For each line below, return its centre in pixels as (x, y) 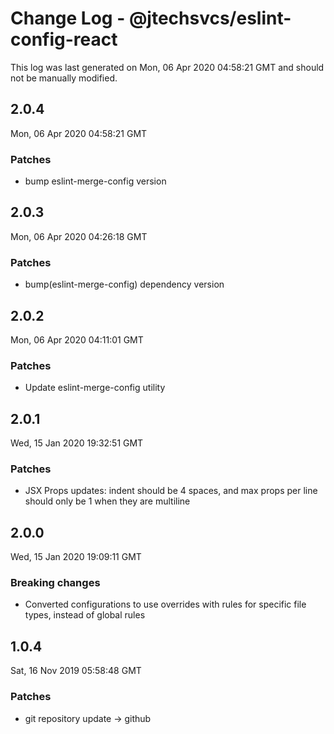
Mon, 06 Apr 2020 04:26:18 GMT (79, 236)
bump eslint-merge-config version (95, 181)
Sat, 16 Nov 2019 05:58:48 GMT (76, 671)
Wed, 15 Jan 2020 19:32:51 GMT (77, 443)
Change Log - (68, 18)
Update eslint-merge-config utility (95, 388)
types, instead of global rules (85, 615)
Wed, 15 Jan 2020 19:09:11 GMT (76, 557)
